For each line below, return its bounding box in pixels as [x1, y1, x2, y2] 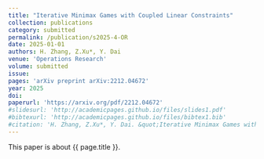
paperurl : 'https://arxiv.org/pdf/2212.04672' [8, 99, 163, 107]
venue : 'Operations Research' [8, 56, 108, 63]
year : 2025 [8, 84, 44, 92]
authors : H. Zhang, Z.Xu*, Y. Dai [8, 48, 122, 56]
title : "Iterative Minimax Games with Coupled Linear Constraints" [8, 11, 234, 20]
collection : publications [8, 19, 93, 27]
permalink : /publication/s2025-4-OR [8, 33, 128, 42]
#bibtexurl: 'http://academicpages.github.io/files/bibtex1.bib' [8, 114, 226, 121]
